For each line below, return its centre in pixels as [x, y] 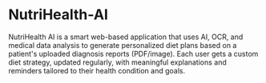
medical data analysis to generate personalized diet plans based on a [123, 45]
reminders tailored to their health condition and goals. [97, 70]
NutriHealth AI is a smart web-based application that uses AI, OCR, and [126, 37]
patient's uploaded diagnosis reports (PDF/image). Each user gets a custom [133, 53]
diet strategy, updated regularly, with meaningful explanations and [117, 62]
